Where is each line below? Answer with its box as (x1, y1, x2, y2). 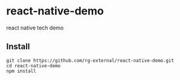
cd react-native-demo (6, 63, 61, 69)
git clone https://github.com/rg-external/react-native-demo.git (6, 57, 174, 64)
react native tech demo (6, 24, 64, 31)
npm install (6, 68, 36, 74)
